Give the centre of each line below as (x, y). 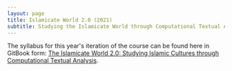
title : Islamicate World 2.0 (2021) (60, 20)
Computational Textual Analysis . (53, 61)
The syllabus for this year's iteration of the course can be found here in (108, 46)
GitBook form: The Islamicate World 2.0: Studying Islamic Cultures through (113, 53)
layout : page (26, 13)
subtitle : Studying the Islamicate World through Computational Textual (114, 26)
